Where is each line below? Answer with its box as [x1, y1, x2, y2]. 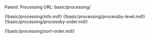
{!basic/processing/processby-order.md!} [4, 19, 88, 24]
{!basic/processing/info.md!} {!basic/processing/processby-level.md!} [4, 14, 146, 19]
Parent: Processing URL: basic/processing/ [4, 4, 91, 10]
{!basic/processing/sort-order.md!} [4, 28, 75, 34]
